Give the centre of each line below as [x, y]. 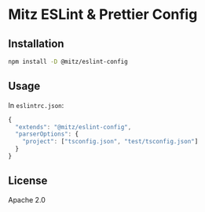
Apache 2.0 [27, 199]
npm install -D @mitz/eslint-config [68, 61]
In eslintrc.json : [36, 105]
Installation [36, 44]
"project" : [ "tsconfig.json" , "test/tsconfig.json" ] [110, 142]
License [28, 181]
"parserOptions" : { [47, 134]
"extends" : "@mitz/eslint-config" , [73, 127]
